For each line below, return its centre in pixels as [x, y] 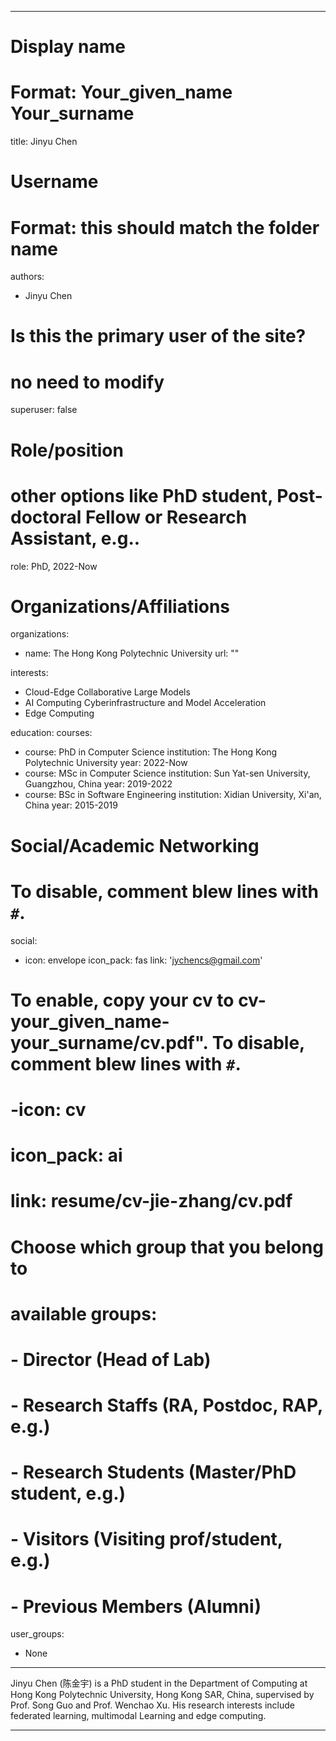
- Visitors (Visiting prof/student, [146, 1539]
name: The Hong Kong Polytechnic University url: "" [132, 653]
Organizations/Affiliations [120, 606]
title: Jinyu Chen [44, 142]
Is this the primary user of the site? [158, 336]
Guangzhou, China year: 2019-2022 [98, 784]
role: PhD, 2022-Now [54, 566]
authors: [27, 277]
